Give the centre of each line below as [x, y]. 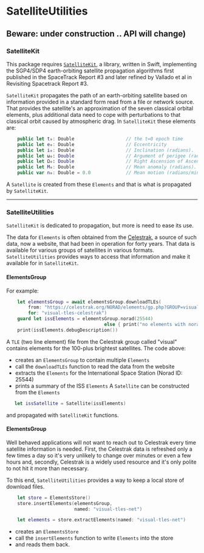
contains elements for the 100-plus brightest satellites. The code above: [96, 348]
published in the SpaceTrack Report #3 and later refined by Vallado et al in [99, 77]
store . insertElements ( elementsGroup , [65, 503]
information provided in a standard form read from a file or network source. [100, 102]
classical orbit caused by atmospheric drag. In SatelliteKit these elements [101, 121]
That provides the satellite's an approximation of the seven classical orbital [100, 108]
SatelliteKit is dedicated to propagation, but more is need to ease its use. [100, 226]
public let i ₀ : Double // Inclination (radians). [106, 150]
